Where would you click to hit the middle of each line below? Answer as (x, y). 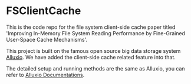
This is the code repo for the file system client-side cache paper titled (91, 27)
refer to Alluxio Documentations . (45, 75)
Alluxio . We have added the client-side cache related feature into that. (91, 57)
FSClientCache (44, 11)
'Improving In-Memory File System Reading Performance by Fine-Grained (96, 33)
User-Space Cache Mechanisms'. (47, 39)
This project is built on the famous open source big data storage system (93, 51)
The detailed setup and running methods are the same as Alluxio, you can (95, 68)
